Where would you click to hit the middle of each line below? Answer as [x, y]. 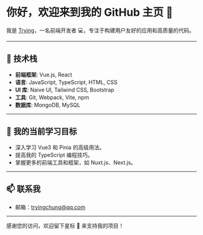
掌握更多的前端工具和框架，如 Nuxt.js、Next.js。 [76, 162]
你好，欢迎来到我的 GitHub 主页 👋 [90, 12]
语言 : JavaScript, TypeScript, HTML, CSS [66, 82]
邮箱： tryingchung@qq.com [50, 207]
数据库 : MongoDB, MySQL [47, 105]
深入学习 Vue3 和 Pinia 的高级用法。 [60, 147]
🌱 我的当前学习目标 [42, 132]
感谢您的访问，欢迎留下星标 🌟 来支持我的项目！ [65, 226]
